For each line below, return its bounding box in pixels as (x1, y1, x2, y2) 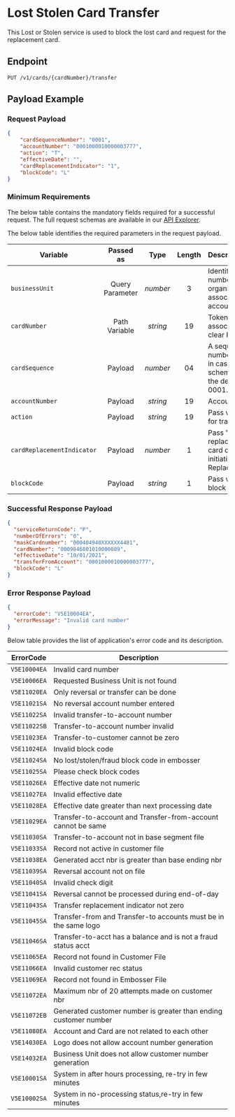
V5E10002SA (10, 1094, 47, 1102)
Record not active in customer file (53, 844, 164, 853)
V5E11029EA (10, 817, 47, 826)
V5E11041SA (10, 890, 47, 898)
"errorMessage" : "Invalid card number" (13, 617, 130, 624)
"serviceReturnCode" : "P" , (13, 526, 92, 533)
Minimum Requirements (7, 192, 91, 202)
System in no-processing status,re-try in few (53, 1089, 203, 1099)
